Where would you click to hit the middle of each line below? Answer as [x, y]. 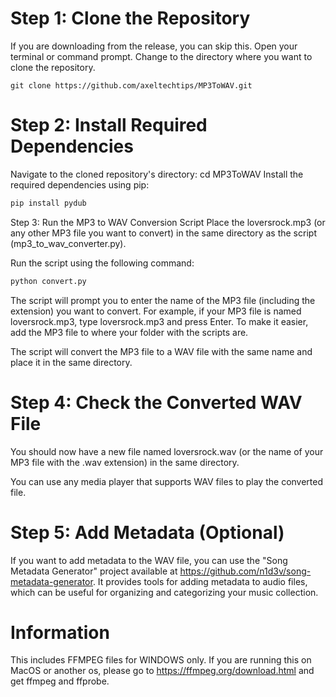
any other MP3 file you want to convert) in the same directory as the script [163, 233]
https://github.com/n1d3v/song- [245, 571]
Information [60, 632]
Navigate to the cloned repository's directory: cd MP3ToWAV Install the [157, 174]
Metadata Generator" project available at [94, 571]
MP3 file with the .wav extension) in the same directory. [125, 462]
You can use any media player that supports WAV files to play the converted [167, 481]
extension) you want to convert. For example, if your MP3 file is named [156, 311]
